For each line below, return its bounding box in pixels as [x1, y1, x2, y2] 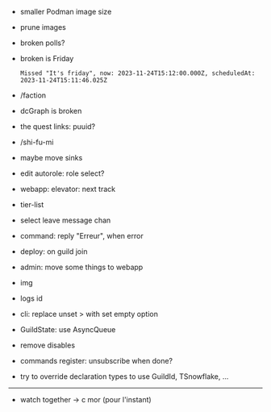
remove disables [19, 340, 75, 350]
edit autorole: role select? [19, 169, 105, 178]
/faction [19, 90, 47, 100]
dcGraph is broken [19, 106, 82, 115]
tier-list [19, 200, 44, 209]
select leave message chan [19, 215, 111, 225]
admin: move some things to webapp [19, 262, 144, 272]
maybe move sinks [19, 153, 83, 162]
